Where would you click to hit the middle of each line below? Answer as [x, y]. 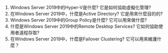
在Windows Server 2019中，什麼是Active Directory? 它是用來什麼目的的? [86, 14]
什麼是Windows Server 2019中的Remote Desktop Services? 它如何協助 [84, 26]
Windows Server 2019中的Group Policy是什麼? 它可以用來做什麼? [78, 20]
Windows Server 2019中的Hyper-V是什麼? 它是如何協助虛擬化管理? [80, 7]
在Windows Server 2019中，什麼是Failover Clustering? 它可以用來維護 [83, 39]
